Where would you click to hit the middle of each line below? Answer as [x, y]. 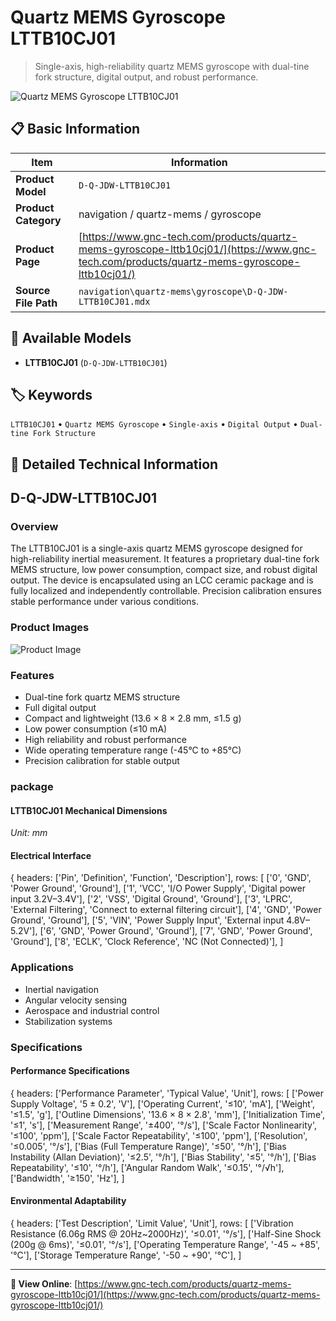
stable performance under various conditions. [104, 602]
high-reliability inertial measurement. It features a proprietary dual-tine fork [165, 559]
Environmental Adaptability [68, 1201]
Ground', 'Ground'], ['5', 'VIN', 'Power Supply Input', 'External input [147, 920]
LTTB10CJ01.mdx [114, 301]
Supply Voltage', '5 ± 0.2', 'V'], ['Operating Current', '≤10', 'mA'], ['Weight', [162, 1103]
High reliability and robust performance [105, 740]
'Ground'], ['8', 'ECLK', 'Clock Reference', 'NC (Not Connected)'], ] [147, 942]
